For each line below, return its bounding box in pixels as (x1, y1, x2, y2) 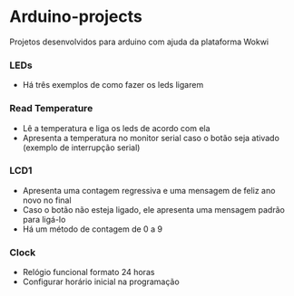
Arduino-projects (9, 6, 143, 27)
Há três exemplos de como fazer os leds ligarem (22, 80, 204, 91)
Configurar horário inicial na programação (22, 276, 180, 287)
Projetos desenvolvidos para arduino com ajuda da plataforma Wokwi (9, 36, 269, 47)
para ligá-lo (22, 214, 66, 224)
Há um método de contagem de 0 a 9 (22, 224, 163, 234)
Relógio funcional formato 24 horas (22, 267, 155, 278)
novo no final (22, 195, 72, 205)
